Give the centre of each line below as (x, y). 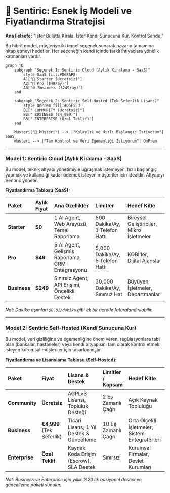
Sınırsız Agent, (71, 278)
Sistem (137, 433)
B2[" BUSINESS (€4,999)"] (51, 114)
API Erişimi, (67, 285)
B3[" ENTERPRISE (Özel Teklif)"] (59, 119)
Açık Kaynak (143, 400)
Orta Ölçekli (142, 420)
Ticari (75, 420)
